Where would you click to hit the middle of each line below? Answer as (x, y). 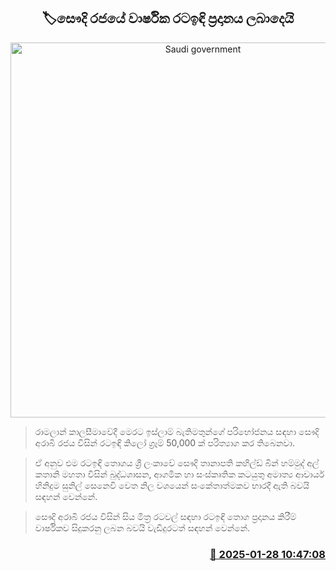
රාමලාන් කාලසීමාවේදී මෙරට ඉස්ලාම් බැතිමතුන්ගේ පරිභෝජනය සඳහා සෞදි (177, 431)
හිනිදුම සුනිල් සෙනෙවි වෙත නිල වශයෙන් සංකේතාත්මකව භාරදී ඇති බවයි (172, 485)
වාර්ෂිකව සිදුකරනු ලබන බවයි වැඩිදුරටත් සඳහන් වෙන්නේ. (142, 527)
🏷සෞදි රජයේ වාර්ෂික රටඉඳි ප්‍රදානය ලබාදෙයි (168, 18)
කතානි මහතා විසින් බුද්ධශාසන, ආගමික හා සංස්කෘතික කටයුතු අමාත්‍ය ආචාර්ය (179, 474)
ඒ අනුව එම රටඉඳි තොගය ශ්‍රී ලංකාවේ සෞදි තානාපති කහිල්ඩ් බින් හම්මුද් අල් (177, 462)
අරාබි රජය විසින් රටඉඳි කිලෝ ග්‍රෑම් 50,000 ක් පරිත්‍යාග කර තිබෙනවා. (164, 442)
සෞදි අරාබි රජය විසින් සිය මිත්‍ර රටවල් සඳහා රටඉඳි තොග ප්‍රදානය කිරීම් (165, 516)
